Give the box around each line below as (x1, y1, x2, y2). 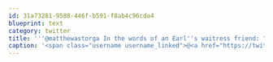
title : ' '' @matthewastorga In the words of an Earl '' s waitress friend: (8, 34, 260, 43)
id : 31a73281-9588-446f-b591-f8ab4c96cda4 (8, 11, 154, 20)
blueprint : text (8, 19, 63, 27)
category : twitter (8, 27, 71, 35)
